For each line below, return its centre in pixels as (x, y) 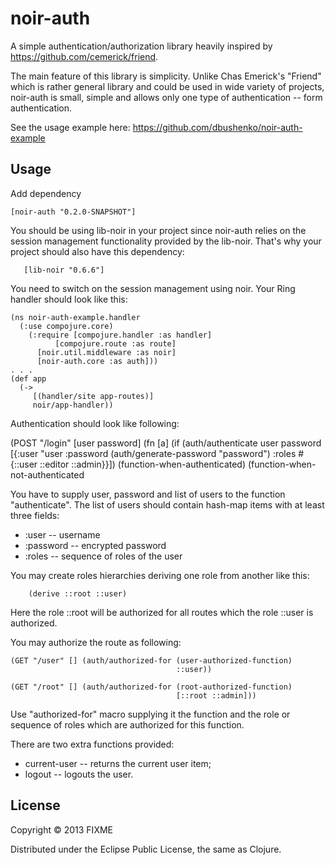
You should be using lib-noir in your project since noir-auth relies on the (158, 230)
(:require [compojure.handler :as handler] (120, 335)
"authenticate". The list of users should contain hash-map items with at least (167, 504)
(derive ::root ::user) (78, 593)
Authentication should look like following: (95, 423)
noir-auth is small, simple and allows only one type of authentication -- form (166, 97)
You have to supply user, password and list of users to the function (148, 494)
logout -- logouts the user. (79, 774)
